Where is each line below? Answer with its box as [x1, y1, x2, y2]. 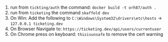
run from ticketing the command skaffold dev [10, 10, 110, 16]
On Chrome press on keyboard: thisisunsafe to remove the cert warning [10, 31, 163, 37]
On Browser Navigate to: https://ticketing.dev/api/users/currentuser [10, 26, 162, 32]
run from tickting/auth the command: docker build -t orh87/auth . [10, 5, 157, 10]
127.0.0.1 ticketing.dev [10, 21, 63, 26]
